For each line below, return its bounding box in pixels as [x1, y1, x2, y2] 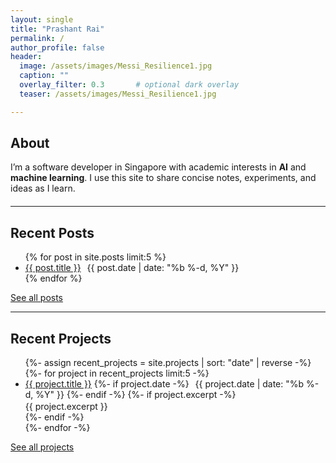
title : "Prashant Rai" [10, 24, 105, 34]
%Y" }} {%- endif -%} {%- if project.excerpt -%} [35, 389, 237, 401]
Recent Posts [10, 224, 95, 241]
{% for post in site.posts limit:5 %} [24, 251, 167, 263]
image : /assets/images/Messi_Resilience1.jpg [19, 61, 213, 71]
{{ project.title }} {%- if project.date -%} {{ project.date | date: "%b [24, 378, 305, 390]
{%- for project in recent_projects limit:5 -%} [24, 367, 210, 380]
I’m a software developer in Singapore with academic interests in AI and [10, 161, 307, 173]
